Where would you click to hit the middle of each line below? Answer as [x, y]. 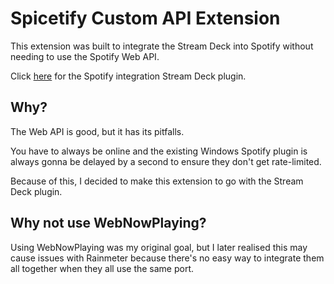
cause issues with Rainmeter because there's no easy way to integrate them [167, 258]
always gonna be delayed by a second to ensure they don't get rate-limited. [166, 161]
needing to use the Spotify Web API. [85, 56]
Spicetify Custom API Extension [145, 18]
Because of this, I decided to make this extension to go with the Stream [157, 181]
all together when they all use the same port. [102, 268]
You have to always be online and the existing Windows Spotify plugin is [159, 151]
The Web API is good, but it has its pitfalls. [97, 131]
